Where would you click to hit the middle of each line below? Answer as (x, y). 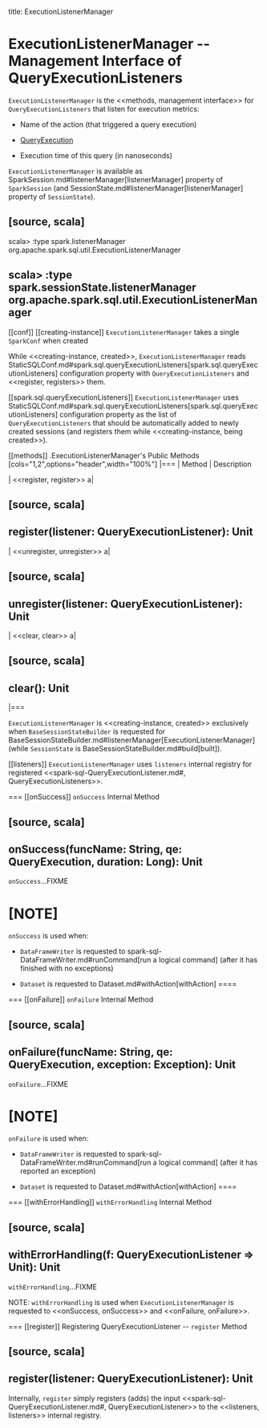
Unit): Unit (34, 1267)
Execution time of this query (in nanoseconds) (96, 155)
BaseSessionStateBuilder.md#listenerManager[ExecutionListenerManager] (132, 740)
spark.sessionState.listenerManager (102, 288)
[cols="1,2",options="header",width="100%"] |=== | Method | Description (130, 464)
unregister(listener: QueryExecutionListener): (125, 604)
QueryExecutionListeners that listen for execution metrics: (104, 108)
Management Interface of (95, 61)
